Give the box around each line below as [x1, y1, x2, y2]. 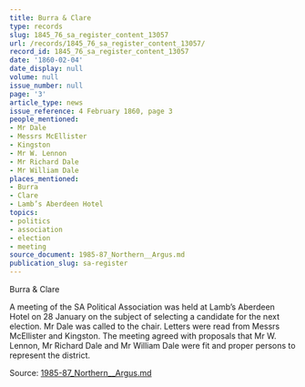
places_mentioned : [9, 174, 79, 183]
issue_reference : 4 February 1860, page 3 [9, 107, 173, 116]
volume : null [9, 73, 59, 82]
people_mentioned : [9, 115, 79, 124]
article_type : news [9, 97, 84, 107]
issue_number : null [9, 81, 84, 90]
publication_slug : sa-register [9, 259, 128, 269]
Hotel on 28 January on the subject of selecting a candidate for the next [9, 311, 280, 321]
